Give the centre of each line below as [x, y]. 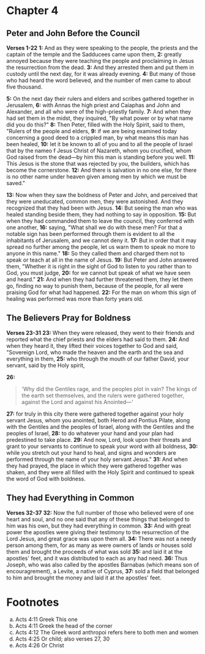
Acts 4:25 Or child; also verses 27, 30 [62, 639]
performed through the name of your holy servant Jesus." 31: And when [97, 459]
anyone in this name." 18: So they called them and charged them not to [95, 253]
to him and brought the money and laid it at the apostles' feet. [84, 578]
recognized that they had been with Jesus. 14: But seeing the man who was [102, 208]
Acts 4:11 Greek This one [46, 619]
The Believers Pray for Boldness [69, 318]
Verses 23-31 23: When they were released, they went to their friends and [100, 333]
